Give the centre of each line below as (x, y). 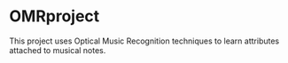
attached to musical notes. (58, 50)
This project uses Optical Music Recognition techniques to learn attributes (144, 41)
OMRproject (54, 16)
